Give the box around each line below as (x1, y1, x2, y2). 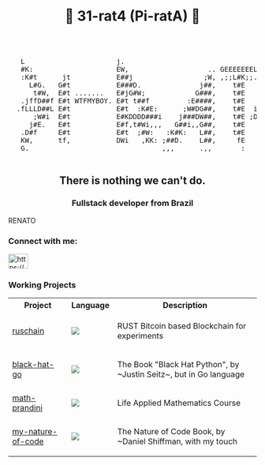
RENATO (8, 216, 36, 225)
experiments (117, 331, 164, 342)
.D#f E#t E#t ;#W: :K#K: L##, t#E (21, 128, 246, 137)
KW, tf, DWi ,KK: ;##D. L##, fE (21, 136, 246, 144)
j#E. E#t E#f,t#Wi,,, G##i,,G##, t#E (28, 120, 246, 129)
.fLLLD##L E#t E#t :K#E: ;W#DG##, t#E (16, 104, 246, 113)
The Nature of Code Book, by (117, 426, 226, 437)
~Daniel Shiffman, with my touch (117, 436, 238, 447)
